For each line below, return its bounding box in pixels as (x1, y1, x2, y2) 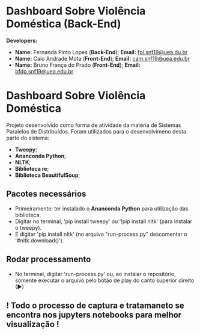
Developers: (6, 37, 38, 44)
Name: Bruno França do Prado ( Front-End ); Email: (14, 61, 141, 69)
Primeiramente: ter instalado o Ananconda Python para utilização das (14, 204, 189, 212)
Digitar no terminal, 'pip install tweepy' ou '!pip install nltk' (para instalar (14, 218, 193, 225)
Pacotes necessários (6, 189, 86, 199)
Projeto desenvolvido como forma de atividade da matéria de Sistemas (6, 121, 181, 129)
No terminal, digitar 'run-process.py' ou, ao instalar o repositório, (14, 270, 176, 277)
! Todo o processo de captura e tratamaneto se (6, 300, 184, 310)
